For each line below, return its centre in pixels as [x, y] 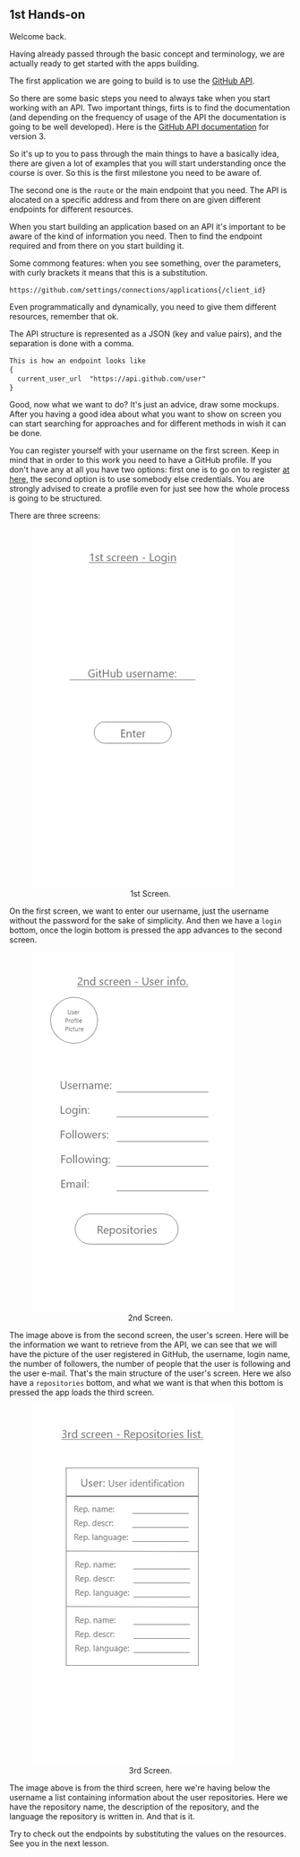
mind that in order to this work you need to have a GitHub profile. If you [141, 460]
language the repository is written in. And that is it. [102, 1816]
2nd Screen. [150, 1318]
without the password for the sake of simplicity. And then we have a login [146, 920]
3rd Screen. [150, 1770]
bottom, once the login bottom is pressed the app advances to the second [146, 930]
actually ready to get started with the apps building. [104, 63]
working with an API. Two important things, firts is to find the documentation [150, 108]
